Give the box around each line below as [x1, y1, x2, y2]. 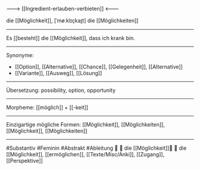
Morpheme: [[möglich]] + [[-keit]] [6, 104, 89, 111]
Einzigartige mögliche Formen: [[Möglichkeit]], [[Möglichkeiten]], [6, 121, 165, 128]
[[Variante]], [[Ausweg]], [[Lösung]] [14, 70, 102, 76]
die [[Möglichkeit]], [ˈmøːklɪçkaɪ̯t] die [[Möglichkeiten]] [6, 17, 139, 24]
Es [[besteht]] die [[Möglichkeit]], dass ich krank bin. [6, 35, 136, 41]
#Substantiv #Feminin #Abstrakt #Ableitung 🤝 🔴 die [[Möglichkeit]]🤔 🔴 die [6, 144, 187, 152]
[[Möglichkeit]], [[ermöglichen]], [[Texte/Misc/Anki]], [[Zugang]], [6, 151, 165, 157]
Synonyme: [6, 52, 34, 58]
